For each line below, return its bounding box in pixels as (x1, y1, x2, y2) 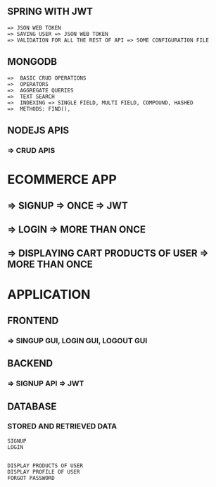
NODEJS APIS (7, 125, 70, 137)
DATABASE (7, 400, 57, 412)
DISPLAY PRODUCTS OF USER (7, 462, 83, 469)
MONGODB (7, 56, 58, 68)
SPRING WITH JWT (7, 6, 94, 18)
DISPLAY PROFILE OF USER (7, 468, 80, 475)
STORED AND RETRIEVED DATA (7, 421, 117, 431)
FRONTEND (7, 314, 59, 326)
